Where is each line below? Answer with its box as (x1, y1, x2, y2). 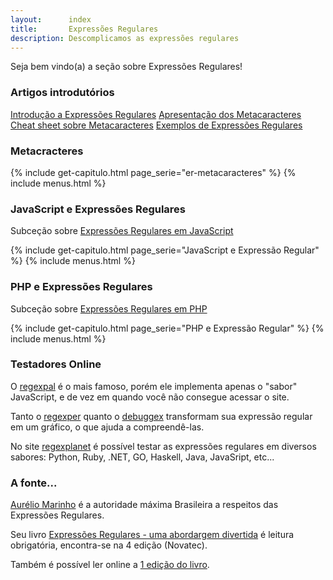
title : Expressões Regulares (10, 24, 159, 34)
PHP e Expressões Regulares (10, 280, 153, 294)
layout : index (10, 14, 92, 25)
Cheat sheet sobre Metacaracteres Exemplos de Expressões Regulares (10, 119, 303, 131)
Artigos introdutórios (10, 86, 115, 100)
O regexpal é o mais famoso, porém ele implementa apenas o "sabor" (10, 380, 298, 392)
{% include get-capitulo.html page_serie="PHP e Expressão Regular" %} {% (10, 322, 325, 334)
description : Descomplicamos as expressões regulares (10, 33, 240, 43)
